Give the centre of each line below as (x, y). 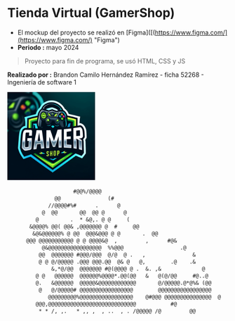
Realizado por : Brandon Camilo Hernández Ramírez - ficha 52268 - (106, 75)
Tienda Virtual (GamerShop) (91, 13)
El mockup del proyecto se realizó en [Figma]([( (86, 32)
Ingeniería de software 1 (42, 82)
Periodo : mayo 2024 (48, 47)
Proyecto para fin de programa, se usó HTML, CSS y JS (105, 61)
